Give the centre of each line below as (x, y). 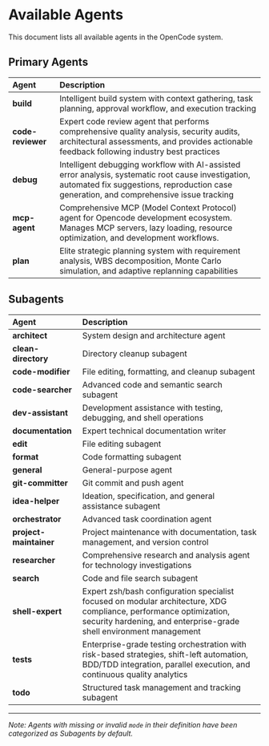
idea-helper (36, 501)
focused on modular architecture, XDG (155, 601)
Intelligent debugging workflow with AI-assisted (150, 164)
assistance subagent (121, 505)
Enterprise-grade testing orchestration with (164, 644)
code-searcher (42, 389)
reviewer (30, 141)
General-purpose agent (127, 469)
